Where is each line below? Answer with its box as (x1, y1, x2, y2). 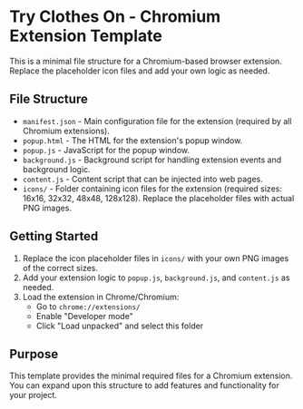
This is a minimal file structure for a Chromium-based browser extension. (9, 55, 283, 66)
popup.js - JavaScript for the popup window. (22, 144, 191, 155)
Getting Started (9, 229, 99, 244)
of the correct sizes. (22, 262, 98, 273)
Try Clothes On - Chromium (9, 6, 221, 27)
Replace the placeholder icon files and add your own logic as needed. (9, 65, 270, 76)
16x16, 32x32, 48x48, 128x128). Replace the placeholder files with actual (22, 192, 295, 203)
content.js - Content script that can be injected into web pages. (22, 173, 263, 184)
